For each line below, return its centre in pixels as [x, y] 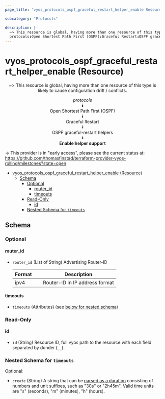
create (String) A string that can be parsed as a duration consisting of [82, 381]
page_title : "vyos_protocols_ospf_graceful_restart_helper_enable [74, 10]
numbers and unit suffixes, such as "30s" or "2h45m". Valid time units [83, 386]
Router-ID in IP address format [79, 282]
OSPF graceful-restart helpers [82, 133]
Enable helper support [82, 143]
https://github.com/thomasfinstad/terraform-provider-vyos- [66, 158]
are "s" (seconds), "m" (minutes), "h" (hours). [58, 391]
